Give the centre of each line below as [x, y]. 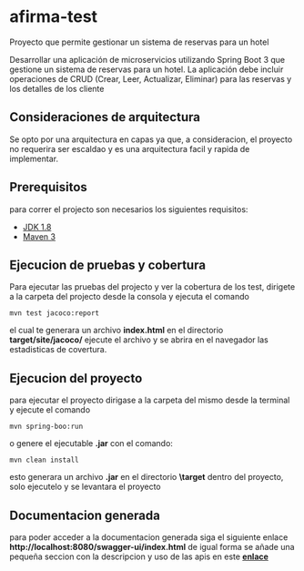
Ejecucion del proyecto [76, 378]
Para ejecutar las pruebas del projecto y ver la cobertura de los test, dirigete [152, 287]
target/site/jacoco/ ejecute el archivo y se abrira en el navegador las [139, 340]
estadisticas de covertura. [58, 350]
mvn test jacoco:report [55, 313]
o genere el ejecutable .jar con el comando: [91, 444]
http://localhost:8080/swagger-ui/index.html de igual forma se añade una [152, 547]
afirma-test [54, 17]
